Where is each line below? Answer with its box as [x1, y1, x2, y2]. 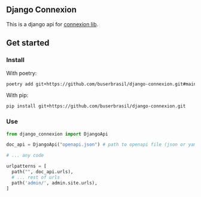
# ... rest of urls [11, 174, 60, 180]
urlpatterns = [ [6, 164, 47, 170]
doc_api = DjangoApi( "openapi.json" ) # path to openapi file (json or [6, 141, 186, 148]
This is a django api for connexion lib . [6, 20, 99, 27]
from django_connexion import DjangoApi [6, 131, 109, 137]
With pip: [6, 92, 29, 99]
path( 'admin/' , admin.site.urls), [11, 180, 98, 186]
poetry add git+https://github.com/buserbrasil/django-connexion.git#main [6, 81, 197, 87]
